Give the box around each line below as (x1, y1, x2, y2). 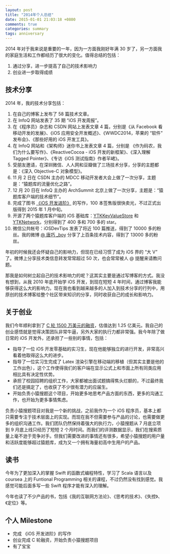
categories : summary (5, 26, 49, 32)
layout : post (5, 7, 33, 13)
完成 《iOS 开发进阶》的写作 (12, 531, 72, 537)
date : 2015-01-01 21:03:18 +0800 (5, 17, 76, 22)
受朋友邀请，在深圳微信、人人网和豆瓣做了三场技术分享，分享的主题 (12, 161, 155, 168)
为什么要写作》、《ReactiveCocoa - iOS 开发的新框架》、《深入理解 (17, 149, 151, 155)
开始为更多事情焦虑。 (26, 396, 71, 402)
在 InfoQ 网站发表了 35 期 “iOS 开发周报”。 (12, 117, 102, 123)
